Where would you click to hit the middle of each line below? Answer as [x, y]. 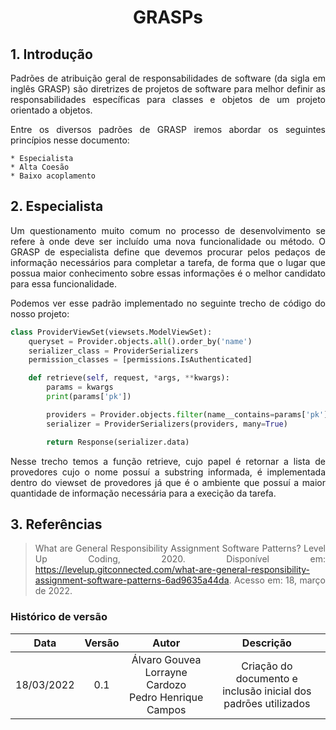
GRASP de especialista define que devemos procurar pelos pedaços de [168, 252]
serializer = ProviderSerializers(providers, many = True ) [167, 424]
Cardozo [166, 684]
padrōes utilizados [267, 703]
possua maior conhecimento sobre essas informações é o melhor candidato [168, 273]
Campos [166, 709]
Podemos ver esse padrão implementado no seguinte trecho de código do [168, 303]
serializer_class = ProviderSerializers [113, 351]
